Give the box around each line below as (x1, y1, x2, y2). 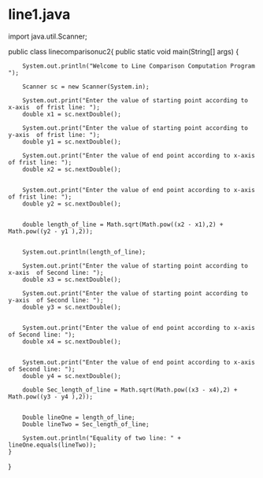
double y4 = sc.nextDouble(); (22, 372, 122, 380)
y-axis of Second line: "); (8, 296, 104, 304)
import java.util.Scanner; (8, 31, 88, 41)
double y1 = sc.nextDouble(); (22, 138, 122, 146)
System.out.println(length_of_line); (22, 248, 146, 256)
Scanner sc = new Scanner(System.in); (22, 83, 150, 91)
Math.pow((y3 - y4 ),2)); (8, 392, 93, 401)
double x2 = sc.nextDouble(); (22, 165, 122, 173)
